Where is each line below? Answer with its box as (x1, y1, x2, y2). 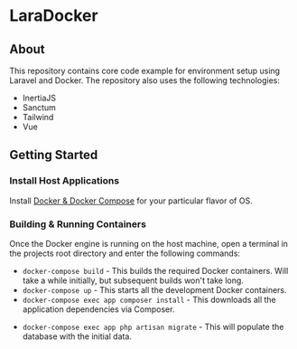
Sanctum (22, 102, 57, 113)
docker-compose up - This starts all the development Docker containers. (22, 284, 287, 295)
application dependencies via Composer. (22, 304, 175, 315)
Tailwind (22, 112, 54, 122)
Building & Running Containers (9, 218, 147, 231)
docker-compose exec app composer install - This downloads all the (22, 294, 277, 305)
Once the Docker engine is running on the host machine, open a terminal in (9, 238, 289, 249)
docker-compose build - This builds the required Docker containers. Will (22, 265, 289, 276)
